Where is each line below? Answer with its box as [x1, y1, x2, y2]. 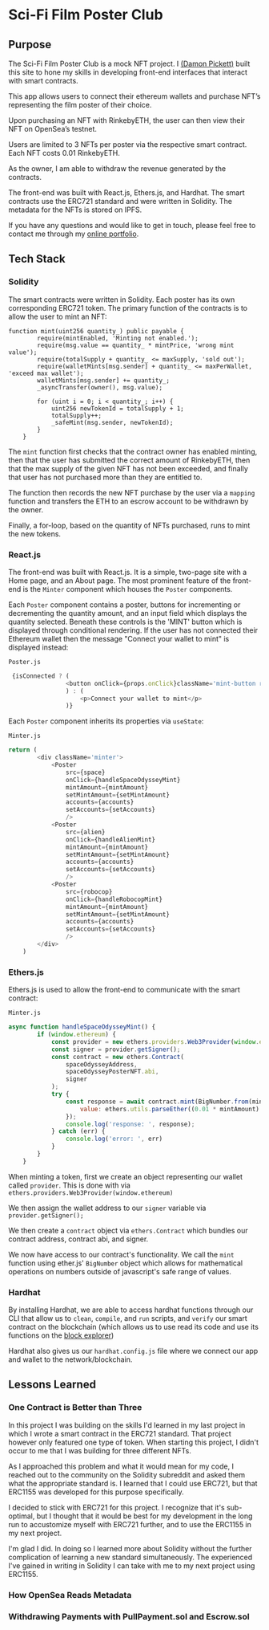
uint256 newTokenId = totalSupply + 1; [50, 404, 184, 413]
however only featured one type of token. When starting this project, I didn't [8, 1437, 259, 1447]
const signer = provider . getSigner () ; [50, 1045, 181, 1053]
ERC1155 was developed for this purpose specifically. [8, 1487, 184, 1497]
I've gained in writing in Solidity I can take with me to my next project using [8, 1560, 255, 1571]
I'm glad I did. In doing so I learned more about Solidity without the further [8, 1543, 252, 1553]
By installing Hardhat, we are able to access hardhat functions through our [8, 1305, 254, 1314]
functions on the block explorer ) [8, 1330, 114, 1340]
